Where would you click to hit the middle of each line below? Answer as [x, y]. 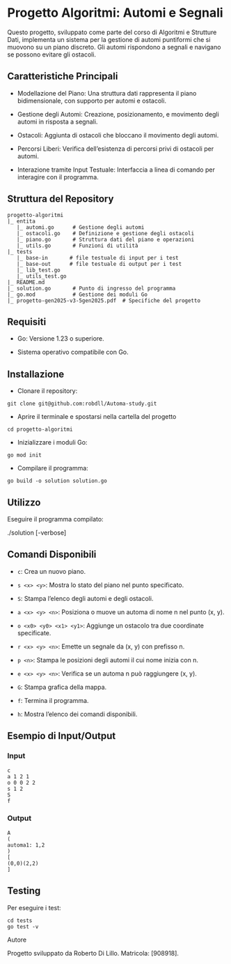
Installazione [36, 374]
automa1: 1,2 [26, 845]
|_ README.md [26, 282]
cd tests [20, 920]
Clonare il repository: [47, 391]
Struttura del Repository [61, 199]
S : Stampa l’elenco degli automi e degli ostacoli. [85, 598]
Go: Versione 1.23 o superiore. [61, 339]
